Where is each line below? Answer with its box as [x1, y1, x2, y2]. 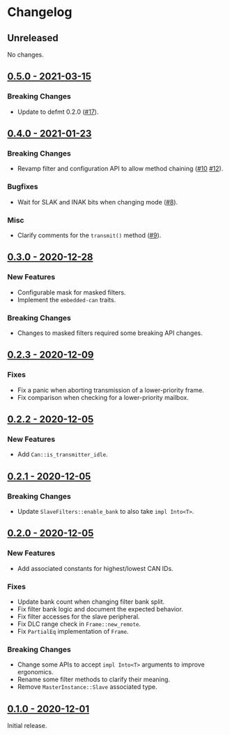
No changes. [7, 50, 44, 59]
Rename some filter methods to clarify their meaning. [17, 675, 171, 684]
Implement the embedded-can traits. [17, 295, 116, 304]
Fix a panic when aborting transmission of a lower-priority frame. [17, 385, 204, 394]
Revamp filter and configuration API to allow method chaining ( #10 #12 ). [17, 165, 224, 173]
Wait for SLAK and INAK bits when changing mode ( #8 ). [17, 198, 178, 206]
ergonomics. [17, 668, 54, 676]
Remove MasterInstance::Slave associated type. [17, 683, 158, 691]
